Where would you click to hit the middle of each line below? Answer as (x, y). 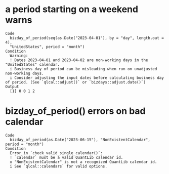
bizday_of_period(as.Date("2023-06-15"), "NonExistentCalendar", (80, 140)
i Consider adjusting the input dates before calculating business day (87, 78)
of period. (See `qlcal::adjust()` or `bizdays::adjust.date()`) (75, 82)
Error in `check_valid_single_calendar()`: (56, 153)
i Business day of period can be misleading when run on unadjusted (83, 69)
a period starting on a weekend (72, 9)
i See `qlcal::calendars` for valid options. (59, 166)
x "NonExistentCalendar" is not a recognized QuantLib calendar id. (83, 162)
